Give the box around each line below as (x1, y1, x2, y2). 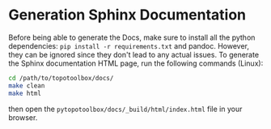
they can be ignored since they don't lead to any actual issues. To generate (8, 49, 260, 59)
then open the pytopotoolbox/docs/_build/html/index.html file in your (8, 104, 243, 114)
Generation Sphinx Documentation (8, 6, 247, 24)
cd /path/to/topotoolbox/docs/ (8, 74, 114, 82)
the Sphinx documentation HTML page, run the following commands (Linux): (8, 58, 264, 68)
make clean (8, 81, 45, 90)
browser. (8, 112, 38, 123)
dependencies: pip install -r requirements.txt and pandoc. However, (8, 41, 249, 50)
